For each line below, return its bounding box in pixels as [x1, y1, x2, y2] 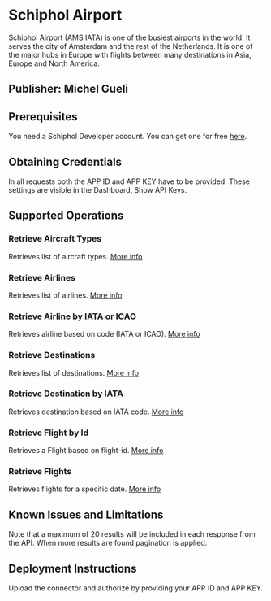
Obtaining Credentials [8, 155, 123, 168]
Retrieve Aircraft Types [8, 233, 102, 245]
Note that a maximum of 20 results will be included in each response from [8, 529, 256, 539]
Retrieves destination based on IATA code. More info [8, 407, 184, 416]
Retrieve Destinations [8, 350, 96, 361]
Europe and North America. [8, 59, 100, 68]
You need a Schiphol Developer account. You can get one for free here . [8, 132, 247, 142]
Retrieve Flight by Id [8, 427, 89, 438]
